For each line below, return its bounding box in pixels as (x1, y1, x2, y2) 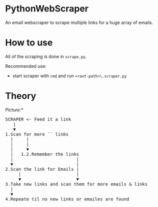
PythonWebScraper (5, 3, 89, 14)
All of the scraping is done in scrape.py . (5, 53, 87, 59)
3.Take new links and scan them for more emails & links (5, 181, 148, 187)
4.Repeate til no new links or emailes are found (5, 196, 129, 202)
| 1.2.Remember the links (10, 151, 79, 157)
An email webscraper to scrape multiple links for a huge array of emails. (5, 19, 153, 25)
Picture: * (5, 107, 23, 113)
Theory (5, 90, 36, 102)
